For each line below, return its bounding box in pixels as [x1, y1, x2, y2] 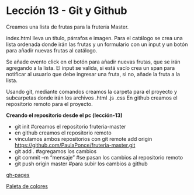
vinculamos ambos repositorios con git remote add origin [14, 135, 153, 142]
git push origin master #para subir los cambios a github [14, 160, 148, 167]
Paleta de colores [6, 182, 49, 190]
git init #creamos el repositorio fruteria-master [14, 123, 127, 130]
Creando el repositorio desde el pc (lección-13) [6, 112, 123, 119]
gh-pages [6, 171, 30, 178]
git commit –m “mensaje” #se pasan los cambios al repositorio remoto [14, 154, 183, 161]
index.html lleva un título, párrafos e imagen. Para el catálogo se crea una [6, 34, 183, 41]
